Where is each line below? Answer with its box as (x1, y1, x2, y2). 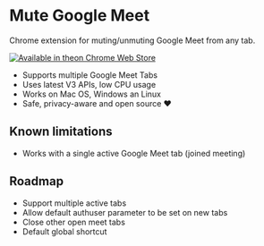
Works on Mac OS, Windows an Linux (21, 89, 162, 99)
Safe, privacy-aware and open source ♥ (21, 98, 172, 108)
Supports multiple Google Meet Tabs (21, 69, 158, 81)
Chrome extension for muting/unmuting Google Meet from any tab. (9, 35, 256, 46)
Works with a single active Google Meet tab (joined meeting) (21, 148, 246, 158)
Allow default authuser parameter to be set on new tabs (21, 207, 228, 217)
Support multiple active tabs (21, 198, 127, 208)
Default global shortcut (21, 225, 107, 237)
